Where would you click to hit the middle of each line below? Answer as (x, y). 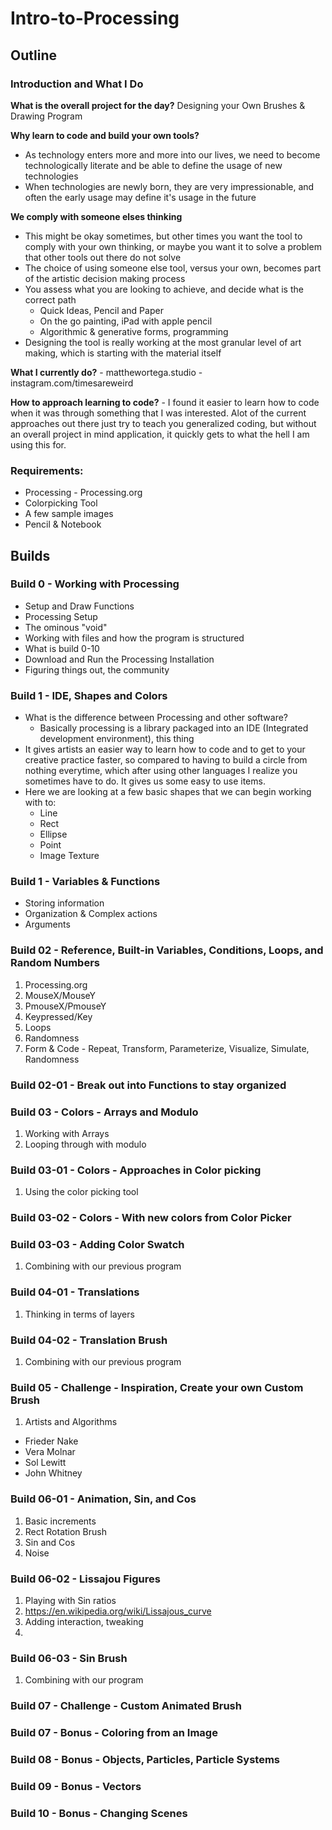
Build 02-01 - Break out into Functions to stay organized (148, 1085)
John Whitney (53, 1473)
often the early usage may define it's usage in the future (140, 197)
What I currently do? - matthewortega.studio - (106, 372)
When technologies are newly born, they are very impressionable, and (169, 186)
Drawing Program (46, 116)
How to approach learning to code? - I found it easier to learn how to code (165, 402)
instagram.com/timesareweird (72, 383)
